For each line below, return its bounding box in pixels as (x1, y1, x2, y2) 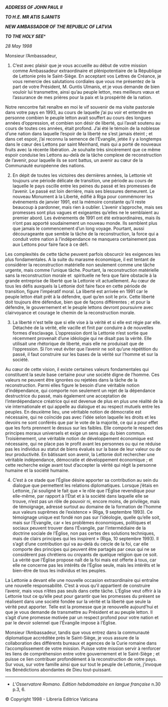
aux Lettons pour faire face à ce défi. (12, 241, 89, 247)
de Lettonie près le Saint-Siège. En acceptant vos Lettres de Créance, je (12, 73, 161, 79)
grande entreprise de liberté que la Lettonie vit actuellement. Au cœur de (5, 278, 156, 283)
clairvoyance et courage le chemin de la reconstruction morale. (5, 310, 136, 315)
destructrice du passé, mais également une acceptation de (5, 393, 126, 399)
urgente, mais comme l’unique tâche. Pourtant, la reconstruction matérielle (5, 267, 159, 273)
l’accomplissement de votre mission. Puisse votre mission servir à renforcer (5, 645, 161, 651)
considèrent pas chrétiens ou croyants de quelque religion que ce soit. (12, 552, 158, 557)
